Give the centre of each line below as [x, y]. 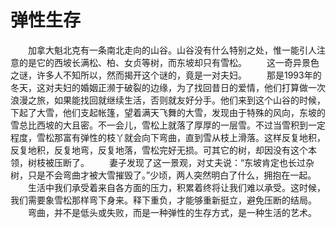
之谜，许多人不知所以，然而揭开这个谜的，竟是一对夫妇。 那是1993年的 [166, 75]
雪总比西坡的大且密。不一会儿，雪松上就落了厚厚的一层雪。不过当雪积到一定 [168, 125]
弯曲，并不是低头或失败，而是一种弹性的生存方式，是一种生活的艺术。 [172, 212]
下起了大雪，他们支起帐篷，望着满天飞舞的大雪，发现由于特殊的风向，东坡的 [168, 112]
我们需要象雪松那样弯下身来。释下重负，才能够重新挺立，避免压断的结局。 [163, 200]
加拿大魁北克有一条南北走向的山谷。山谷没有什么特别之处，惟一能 [163, 50]
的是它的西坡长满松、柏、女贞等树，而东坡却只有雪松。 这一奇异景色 [169, 62]
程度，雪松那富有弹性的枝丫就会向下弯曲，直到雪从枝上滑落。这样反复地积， [168, 137]
